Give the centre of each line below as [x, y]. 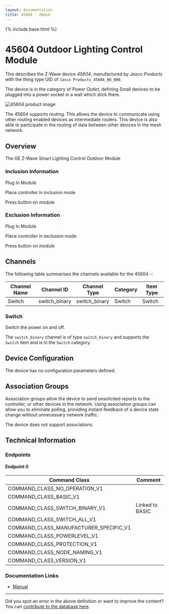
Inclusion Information [32, 171]
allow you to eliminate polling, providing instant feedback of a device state [82, 409]
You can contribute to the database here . [48, 606]
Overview [21, 146]
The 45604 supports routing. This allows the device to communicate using [82, 114]
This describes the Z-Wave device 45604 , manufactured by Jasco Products [84, 74]
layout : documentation [29, 10]
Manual [20, 587]
